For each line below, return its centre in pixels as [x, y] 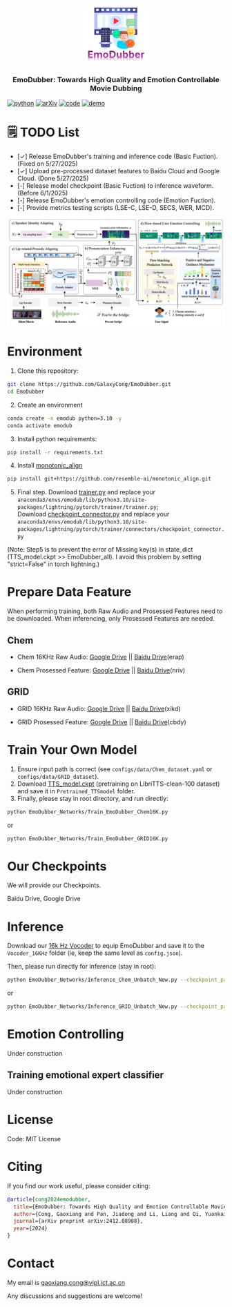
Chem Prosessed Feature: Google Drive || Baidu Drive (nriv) [101, 670]
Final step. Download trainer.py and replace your [86, 492]
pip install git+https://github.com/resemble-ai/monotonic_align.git [109, 479]
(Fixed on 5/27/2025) [47, 164]
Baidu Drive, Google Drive [44, 899]
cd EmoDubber [26, 391]
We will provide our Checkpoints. [54, 885]
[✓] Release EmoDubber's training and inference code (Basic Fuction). [118, 157]
